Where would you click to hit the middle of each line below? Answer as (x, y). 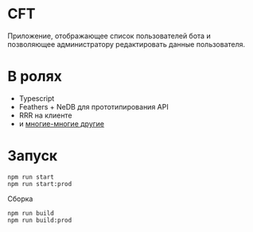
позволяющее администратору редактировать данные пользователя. (127, 44)
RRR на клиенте (45, 115)
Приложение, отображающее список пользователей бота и (109, 36)
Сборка (20, 199)
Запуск (33, 156)
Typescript (37, 98)
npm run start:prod (40, 184)
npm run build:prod (40, 220)
